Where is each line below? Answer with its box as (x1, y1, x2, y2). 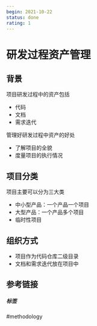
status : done (6, 14, 39, 20)
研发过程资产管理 (6, 48, 92, 61)
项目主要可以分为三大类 (6, 188, 64, 196)
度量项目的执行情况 (14, 152, 63, 159)
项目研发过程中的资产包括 (6, 91, 70, 98)
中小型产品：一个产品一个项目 (14, 201, 89, 208)
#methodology (6, 313, 43, 320)
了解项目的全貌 (14, 144, 52, 151)
